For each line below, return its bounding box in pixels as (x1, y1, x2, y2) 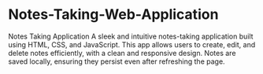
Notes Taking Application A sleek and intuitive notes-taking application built (8, 31, 254, 41)
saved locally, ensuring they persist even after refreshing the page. (8, 57, 226, 66)
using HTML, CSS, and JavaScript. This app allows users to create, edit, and (8, 39, 256, 49)
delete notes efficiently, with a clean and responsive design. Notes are (8, 48, 236, 57)
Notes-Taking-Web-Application (8, 6, 219, 24)
